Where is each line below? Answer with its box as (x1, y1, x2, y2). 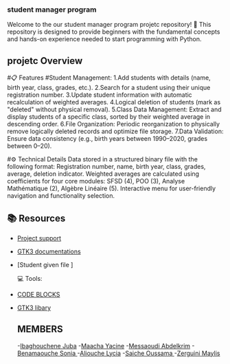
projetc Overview (7, 55, 83, 67)
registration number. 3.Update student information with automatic (7, 91, 192, 99)
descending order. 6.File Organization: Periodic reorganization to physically (7, 120, 220, 128)
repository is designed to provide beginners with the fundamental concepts (7, 27, 220, 36)
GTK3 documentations (16, 247, 81, 255)
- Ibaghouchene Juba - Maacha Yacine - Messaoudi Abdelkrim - (16, 341, 195, 350)
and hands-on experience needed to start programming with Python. (7, 35, 202, 43)
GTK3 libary (16, 304, 51, 312)
